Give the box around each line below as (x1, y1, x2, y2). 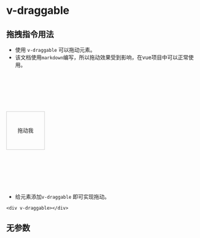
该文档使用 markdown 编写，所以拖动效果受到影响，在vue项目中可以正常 (14, 54, 189, 61)
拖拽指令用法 (6, 29, 54, 39)
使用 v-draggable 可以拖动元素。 (14, 46, 96, 53)
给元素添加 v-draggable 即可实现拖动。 (14, 193, 110, 200)
